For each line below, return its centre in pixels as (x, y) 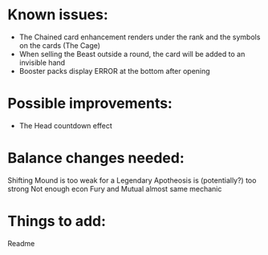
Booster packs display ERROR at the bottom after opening (114, 71)
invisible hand (42, 63)
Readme (21, 243)
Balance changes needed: (96, 158)
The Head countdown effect (66, 125)
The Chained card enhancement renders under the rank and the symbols (140, 37)
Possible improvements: (90, 104)
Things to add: (57, 221)
